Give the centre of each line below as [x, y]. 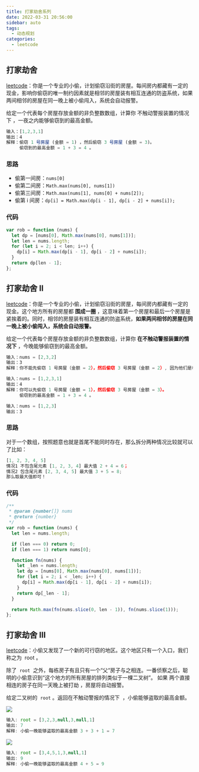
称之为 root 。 [24, 658]
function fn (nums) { [37, 560]
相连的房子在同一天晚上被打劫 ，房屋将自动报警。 [67, 685]
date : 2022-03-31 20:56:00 [39, 17]
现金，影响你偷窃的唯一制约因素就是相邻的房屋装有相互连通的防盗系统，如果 [99, 93]
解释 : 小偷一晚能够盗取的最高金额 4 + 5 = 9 [55, 764]
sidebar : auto [24, 22]
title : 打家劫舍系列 [29, 12]
